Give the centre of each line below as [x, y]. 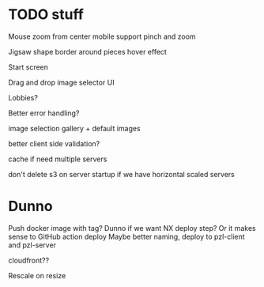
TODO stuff [46, 15]
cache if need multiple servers [58, 159]
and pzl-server [32, 245]
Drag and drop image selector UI [61, 82]
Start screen [28, 67]
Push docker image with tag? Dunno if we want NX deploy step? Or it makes [132, 228]
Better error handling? [44, 113]
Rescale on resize [37, 275]
